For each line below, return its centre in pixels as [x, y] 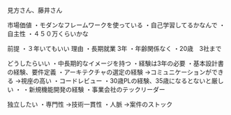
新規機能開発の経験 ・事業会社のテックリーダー [97, 90]
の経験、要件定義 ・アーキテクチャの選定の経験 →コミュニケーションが [109, 72]
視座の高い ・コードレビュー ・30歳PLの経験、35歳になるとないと [116, 81]
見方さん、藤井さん [35, 10]
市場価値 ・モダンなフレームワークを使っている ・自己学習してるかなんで [112, 25]
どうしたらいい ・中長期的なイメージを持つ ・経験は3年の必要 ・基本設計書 [116, 63]
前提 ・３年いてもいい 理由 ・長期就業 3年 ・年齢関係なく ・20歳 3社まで [114, 48]
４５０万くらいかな [61, 34]
